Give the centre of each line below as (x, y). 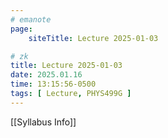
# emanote (31, 19)
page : (21, 29)
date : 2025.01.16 (46, 75)
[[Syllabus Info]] (43, 122)
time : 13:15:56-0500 (53, 84)
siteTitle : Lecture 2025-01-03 (93, 38)
